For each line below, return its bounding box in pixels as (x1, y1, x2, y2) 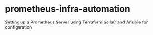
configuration (5, 24, 32, 30)
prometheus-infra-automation (5, 3, 131, 14)
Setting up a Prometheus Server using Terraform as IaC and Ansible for (5, 19, 148, 25)
